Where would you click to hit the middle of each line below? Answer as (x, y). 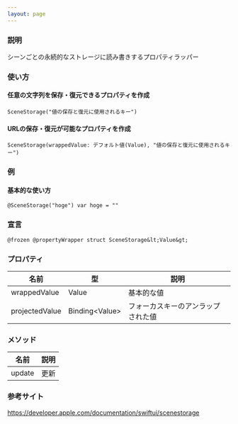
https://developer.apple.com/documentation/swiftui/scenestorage (103, 413)
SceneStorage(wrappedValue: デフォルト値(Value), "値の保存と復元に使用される (116, 145)
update (23, 373)
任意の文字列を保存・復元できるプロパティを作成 (79, 95)
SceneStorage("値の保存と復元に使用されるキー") (72, 112)
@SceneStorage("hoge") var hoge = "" (63, 206)
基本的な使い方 (29, 190)
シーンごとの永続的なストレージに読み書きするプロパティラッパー (103, 57)
